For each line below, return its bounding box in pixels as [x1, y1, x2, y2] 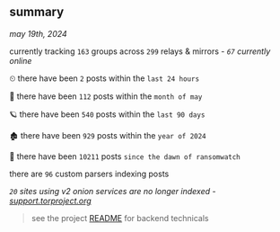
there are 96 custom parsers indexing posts [9, 168, 170, 179]
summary [9, 4, 65, 20]
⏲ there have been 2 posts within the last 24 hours [9, 73, 200, 84]
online [9, 55, 32, 66]
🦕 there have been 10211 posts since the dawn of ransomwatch [9, 150, 241, 162]
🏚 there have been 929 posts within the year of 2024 [9, 129, 206, 140]
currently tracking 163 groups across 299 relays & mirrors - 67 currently [9, 46, 271, 57]
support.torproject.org [9, 195, 92, 206]
